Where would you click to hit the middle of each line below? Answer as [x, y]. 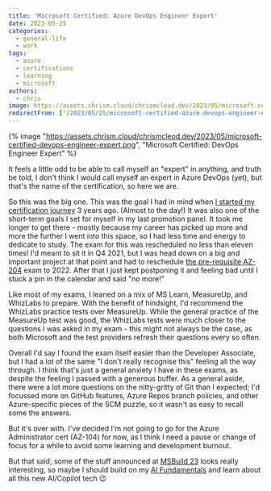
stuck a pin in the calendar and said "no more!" [87, 279]
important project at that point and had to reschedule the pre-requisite [125, 262]
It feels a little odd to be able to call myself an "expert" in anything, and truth [135, 169]
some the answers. [40, 413]
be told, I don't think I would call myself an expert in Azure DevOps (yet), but [135, 177]
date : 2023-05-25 [38, 23]
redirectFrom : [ [35, 114]
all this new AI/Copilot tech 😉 [58, 478]
